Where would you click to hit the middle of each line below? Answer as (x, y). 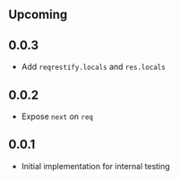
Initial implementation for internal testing (96, 166)
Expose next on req (57, 116)
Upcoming (38, 15)
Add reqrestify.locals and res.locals (94, 67)
